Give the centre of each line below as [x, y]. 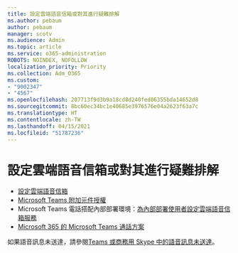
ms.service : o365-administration [57, 54]
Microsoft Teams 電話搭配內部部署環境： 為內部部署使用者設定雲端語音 [121, 209]
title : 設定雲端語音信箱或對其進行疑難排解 [64, 14]
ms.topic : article [34, 47]
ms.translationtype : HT [43, 113]
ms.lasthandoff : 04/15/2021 [49, 126]
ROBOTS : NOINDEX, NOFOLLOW [47, 60]
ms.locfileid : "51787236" [45, 133]
